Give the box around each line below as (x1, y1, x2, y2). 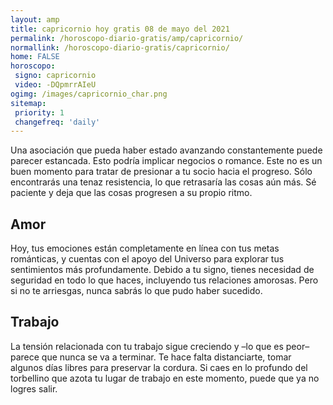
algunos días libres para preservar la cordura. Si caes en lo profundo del (10, 361, 308, 373)
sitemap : (10, 98, 47, 108)
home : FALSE (10, 52, 60, 62)
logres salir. (10, 382, 58, 395)
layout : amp (10, 14, 60, 25)
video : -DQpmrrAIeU (14, 80, 97, 90)
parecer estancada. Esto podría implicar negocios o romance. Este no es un (10, 155, 323, 167)
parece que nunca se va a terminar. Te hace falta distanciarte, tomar (10, 351, 292, 363)
